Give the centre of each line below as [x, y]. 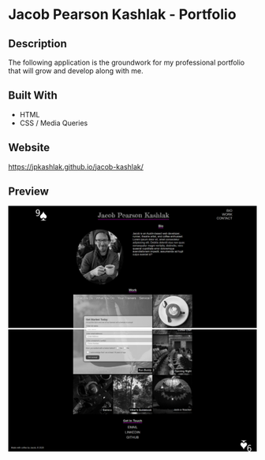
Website [29, 148]
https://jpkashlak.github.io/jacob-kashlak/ [76, 166]
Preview [29, 192]
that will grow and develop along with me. [76, 71]
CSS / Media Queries [54, 123]
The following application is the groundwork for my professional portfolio [127, 62]
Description [37, 44]
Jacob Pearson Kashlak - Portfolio [122, 15]
